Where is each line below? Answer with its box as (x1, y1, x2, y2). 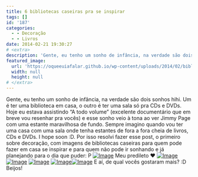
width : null (11, 69, 41, 75)
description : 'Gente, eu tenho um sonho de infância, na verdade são (6, 52, 181, 58)
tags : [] (6, 14, 28, 20)
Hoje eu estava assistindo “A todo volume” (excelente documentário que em (6, 108, 191, 115)
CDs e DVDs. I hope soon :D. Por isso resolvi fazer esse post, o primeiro (6, 133, 181, 140)
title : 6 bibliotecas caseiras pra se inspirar (6, 8, 126, 15)
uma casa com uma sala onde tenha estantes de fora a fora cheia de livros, (6, 127, 189, 134)
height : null (11, 74, 44, 80)
